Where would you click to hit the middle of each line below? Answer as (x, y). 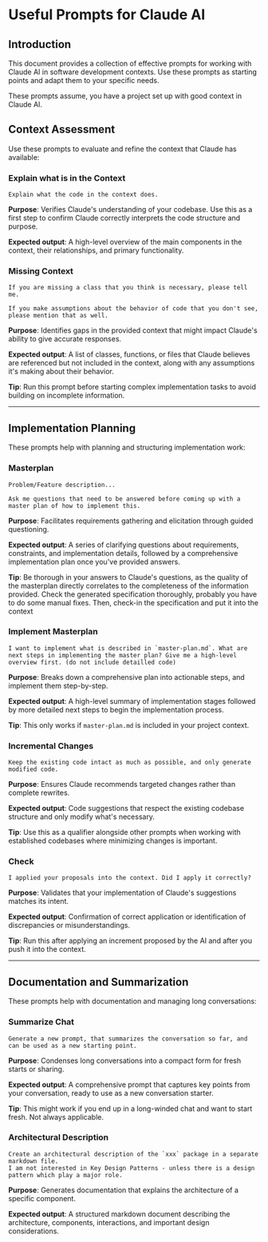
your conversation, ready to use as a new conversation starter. (111, 1092)
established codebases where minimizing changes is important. (113, 841)
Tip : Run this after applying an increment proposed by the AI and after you (130, 940)
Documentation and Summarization (99, 982)
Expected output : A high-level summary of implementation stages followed (132, 701)
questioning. (29, 529)
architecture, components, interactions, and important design (109, 1222)
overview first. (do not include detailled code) (93, 662)
